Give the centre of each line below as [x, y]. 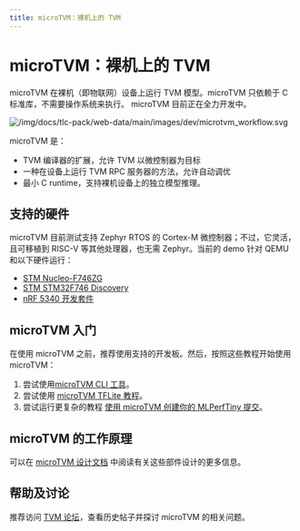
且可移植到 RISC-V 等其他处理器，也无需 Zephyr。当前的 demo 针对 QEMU [149, 249]
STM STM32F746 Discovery [75, 288]
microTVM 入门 [53, 330]
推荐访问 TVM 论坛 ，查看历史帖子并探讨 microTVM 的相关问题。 [130, 516]
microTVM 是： [38, 141]
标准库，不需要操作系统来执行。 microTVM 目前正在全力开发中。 [130, 103]
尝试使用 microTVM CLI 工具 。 [78, 384]
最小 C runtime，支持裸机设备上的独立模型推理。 [114, 182]
